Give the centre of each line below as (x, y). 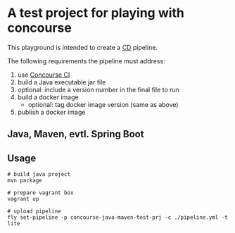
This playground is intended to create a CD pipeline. (83, 47)
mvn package (25, 181)
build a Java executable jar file (62, 82)
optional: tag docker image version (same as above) (103, 104)
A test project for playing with (96, 13)
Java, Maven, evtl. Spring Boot (76, 134)
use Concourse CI (44, 75)
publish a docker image (51, 112)
